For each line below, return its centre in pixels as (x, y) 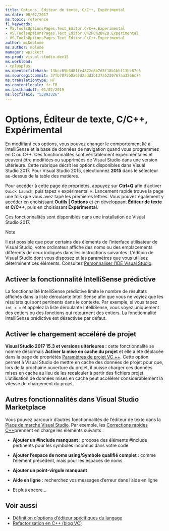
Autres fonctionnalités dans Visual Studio (72, 400)
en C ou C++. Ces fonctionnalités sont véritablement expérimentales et (79, 155)
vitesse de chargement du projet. (40, 383)
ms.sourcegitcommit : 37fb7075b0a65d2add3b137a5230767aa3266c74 (73, 76)
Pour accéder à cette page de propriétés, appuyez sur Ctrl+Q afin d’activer (83, 186)
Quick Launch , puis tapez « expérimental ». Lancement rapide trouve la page (84, 191)
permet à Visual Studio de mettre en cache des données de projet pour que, (84, 362)
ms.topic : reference (27, 19)
